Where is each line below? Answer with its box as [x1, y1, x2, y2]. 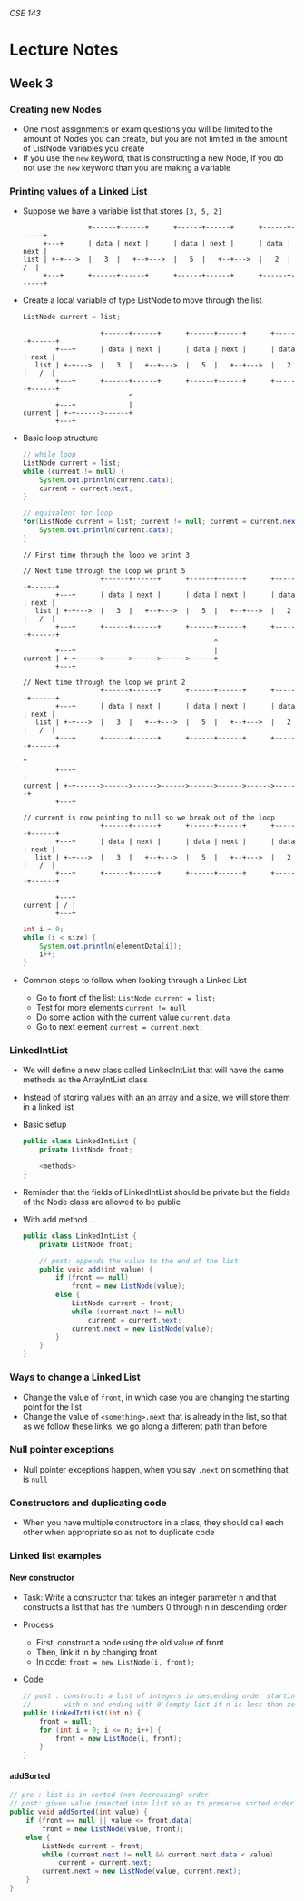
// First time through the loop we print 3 [22, 550, 191, 559]
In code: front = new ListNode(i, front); [35, 1656, 195, 1667]
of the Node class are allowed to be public [22, 1196, 181, 1207]
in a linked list [22, 1101, 74, 1112]
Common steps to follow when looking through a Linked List [22, 975, 247, 986]
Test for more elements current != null [35, 1002, 187, 1013]
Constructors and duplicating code [9, 1496, 167, 1509]
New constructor [9, 1572, 75, 1583]
